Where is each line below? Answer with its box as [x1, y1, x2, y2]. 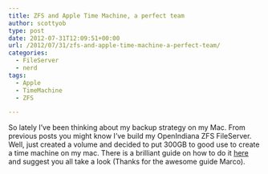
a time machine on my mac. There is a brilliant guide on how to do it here [8, 148, 249, 158]
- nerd [15, 64, 38, 72]
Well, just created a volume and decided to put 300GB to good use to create [8, 140, 260, 149]
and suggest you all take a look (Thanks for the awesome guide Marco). [8, 157, 246, 167]
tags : [8, 71, 26, 79]
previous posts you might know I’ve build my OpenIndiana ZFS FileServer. [8, 132, 252, 141]
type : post [8, 26, 45, 34]
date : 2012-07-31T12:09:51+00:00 [8, 34, 120, 42]
